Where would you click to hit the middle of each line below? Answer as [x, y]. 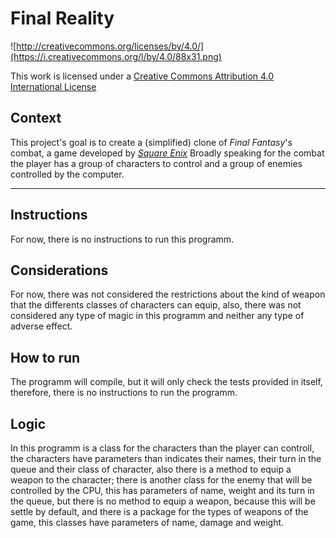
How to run [45, 357]
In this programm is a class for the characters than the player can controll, [162, 448]
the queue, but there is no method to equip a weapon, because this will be [163, 501]
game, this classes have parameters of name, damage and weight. [147, 522]
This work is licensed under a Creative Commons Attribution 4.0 [142, 76]
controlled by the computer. [67, 174]
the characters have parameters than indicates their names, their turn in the [166, 458]
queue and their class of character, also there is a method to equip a [151, 469]
